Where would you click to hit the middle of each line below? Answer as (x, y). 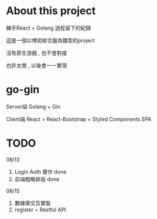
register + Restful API (40, 210)
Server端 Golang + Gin (33, 107)
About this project (51, 11)
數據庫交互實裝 (33, 203)
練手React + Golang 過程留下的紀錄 (49, 28)
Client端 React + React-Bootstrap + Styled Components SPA (79, 119)
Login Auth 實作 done (40, 171)
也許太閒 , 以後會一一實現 (37, 65)
